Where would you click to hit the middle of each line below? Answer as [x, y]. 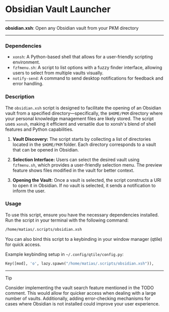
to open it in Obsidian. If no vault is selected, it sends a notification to [84, 185]
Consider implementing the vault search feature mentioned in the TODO [80, 288]
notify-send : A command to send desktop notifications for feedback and [88, 78]
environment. [26, 62]
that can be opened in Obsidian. [46, 149]
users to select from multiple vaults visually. [58, 73]
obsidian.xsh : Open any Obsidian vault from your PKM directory [72, 28]
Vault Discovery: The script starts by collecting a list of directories [81, 139]
